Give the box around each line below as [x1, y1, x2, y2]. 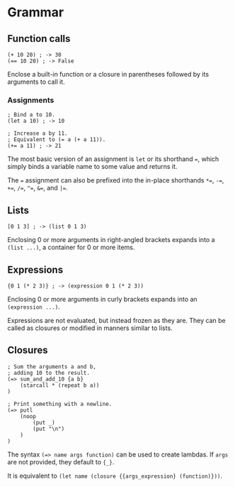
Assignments [7, 95, 55, 105]
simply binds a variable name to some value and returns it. [7, 163, 178, 171]
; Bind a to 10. [7, 111, 55, 119]
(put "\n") [33, 425, 65, 432]
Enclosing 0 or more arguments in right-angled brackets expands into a [7, 236, 215, 244]
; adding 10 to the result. [7, 369, 91, 376]
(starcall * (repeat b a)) [20, 381, 100, 389]
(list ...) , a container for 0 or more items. [7, 243, 135, 252]
